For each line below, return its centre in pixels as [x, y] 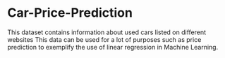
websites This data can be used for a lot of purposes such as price [104, 39]
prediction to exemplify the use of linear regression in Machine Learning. [113, 47]
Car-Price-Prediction [70, 13]
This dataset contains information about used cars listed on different [107, 32]
